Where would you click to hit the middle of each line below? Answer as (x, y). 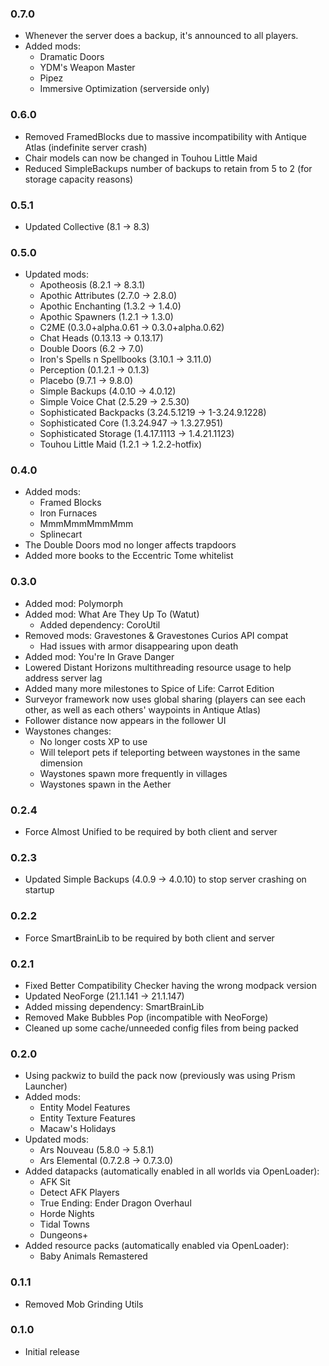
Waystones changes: (68, 731)
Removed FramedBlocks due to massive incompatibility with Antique (165, 136)
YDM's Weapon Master (87, 68)
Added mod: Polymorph (74, 603)
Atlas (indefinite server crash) (86, 147)
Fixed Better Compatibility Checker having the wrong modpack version (170, 985)
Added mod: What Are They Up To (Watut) (112, 614)
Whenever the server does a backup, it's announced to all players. (161, 36)
